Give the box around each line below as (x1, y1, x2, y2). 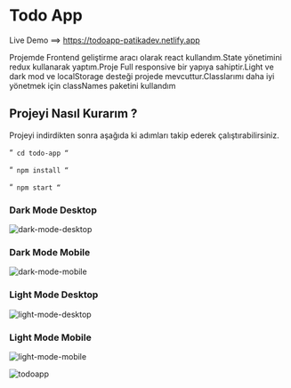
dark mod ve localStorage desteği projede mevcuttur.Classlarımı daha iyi (9, 70, 275, 81)
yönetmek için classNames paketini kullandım (9, 80, 176, 91)
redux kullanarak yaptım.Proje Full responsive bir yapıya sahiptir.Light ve (9, 61, 274, 72)
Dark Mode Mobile (9, 246, 91, 258)
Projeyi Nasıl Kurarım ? (9, 106, 138, 121)
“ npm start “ (9, 182, 61, 192)
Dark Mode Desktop (9, 204, 98, 216)
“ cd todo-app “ (9, 147, 69, 158)
